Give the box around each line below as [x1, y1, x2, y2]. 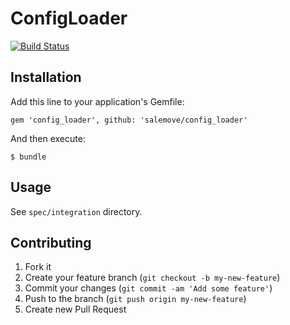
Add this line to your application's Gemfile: [10, 95, 185, 107]
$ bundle [10, 152, 47, 162]
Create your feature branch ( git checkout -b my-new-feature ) [24, 272, 281, 284]
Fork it [24, 261, 52, 273]
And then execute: [10, 132, 86, 144]
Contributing [10, 234, 92, 251]
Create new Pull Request [24, 303, 127, 316]
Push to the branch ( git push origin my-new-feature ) [24, 293, 247, 305]
